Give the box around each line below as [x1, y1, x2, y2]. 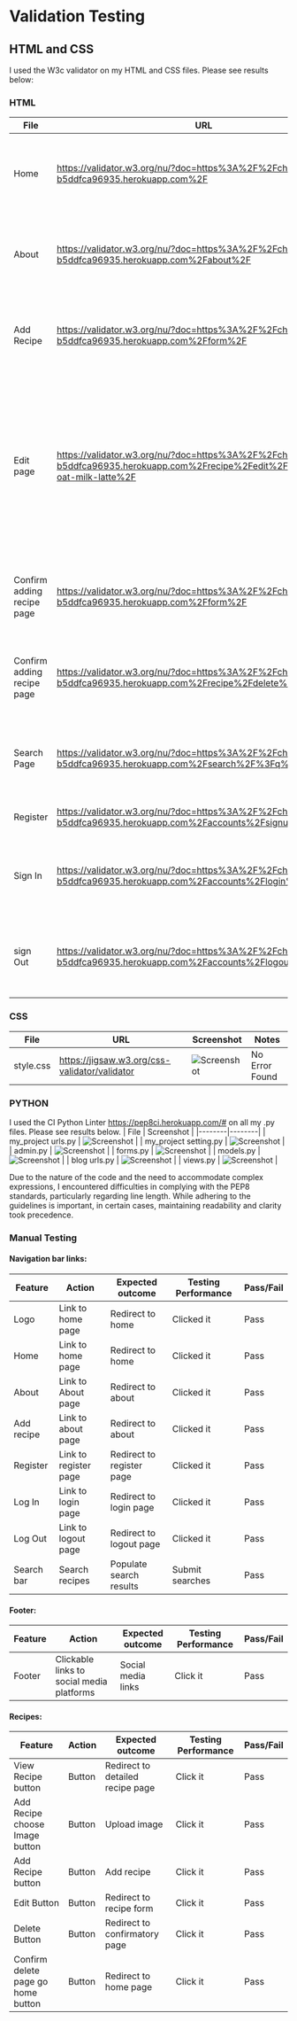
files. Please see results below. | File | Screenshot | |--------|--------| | [9, 1126, 266, 1137]
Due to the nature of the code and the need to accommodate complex [9, 1171, 263, 1182]
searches [171, 1574, 210, 1587]
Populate [110, 1558, 148, 1570]
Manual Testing [9, 1232, 78, 1244]
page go [13, 1976, 49, 1988]
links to [55, 1664, 86, 1676]
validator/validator [58, 1065, 135, 1077]
